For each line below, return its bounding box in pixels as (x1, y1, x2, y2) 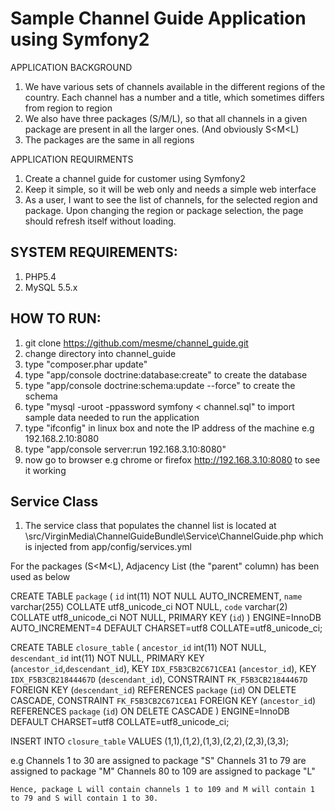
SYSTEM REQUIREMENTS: (10, 244, 178, 261)
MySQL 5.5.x (24, 281, 78, 293)
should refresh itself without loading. (24, 215, 177, 227)
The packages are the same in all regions (24, 133, 195, 146)
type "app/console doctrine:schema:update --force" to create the (24, 379, 296, 391)
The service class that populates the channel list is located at (24, 520, 277, 532)
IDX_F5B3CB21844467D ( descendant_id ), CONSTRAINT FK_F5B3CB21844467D (10, 673, 308, 686)
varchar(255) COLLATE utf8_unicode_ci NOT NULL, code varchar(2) (10, 601, 288, 613)
